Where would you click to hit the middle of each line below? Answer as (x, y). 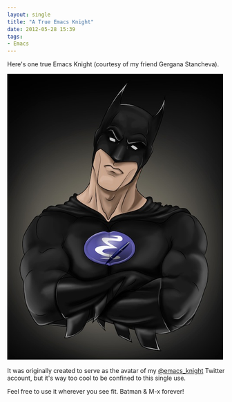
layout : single (29, 15)
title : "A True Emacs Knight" (51, 22)
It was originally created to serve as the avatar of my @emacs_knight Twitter (116, 371)
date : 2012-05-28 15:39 (41, 29)
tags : (15, 37)
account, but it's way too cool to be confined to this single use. (97, 378)
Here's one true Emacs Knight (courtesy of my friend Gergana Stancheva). (113, 64)
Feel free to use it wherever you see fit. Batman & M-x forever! (96, 392)
